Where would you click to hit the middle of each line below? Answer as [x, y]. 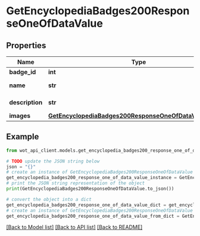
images [20, 116]
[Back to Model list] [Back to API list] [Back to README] [74, 227]
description [26, 102]
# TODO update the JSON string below [53, 161]
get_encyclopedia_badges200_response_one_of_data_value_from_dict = [93, 216]
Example [23, 137]
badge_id [23, 72]
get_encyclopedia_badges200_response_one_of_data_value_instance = [92, 178]
